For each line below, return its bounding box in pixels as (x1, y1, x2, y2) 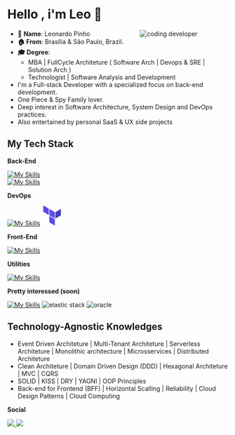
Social (7, 405, 26, 413)
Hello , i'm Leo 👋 (7, 6, 102, 22)
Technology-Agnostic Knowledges (7, 321, 163, 333)
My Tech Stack (7, 138, 74, 150)
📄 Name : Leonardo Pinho (17, 29, 90, 38)
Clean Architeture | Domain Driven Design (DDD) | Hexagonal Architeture (17, 361, 228, 370)
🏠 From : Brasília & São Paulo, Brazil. (17, 37, 124, 46)
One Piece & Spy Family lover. (17, 95, 104, 104)
